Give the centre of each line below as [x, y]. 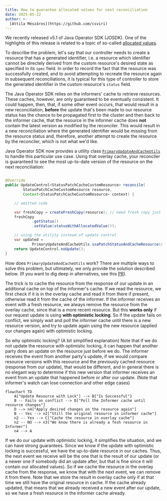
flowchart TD [19, 392]
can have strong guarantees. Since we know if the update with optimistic [80, 445]
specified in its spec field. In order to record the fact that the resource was [81, 69]
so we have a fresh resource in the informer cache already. [66, 493]
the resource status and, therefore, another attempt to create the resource [81, 136]
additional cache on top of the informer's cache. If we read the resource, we [83, 288]
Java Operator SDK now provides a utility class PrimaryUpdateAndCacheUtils [83, 151]
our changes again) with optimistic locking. [49, 331]
